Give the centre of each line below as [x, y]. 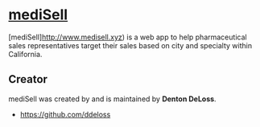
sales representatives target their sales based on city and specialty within [130, 45]
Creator [28, 79]
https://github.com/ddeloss [65, 114]
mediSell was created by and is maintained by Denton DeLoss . [112, 99]
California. [25, 54]
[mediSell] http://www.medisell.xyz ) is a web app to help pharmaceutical [128, 37]
